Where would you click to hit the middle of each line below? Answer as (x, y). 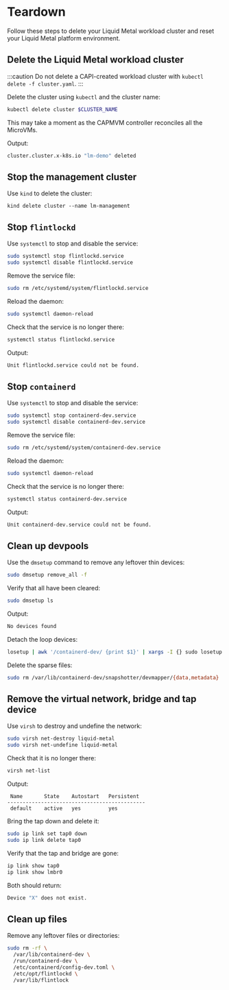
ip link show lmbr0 (35, 872)
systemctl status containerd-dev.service (67, 499)
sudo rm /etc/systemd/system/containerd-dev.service (84, 447)
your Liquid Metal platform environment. (64, 38)
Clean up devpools (48, 546)
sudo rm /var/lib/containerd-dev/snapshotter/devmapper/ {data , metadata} (113, 677)
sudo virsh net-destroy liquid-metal (61, 739)
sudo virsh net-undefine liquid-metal (62, 745)
